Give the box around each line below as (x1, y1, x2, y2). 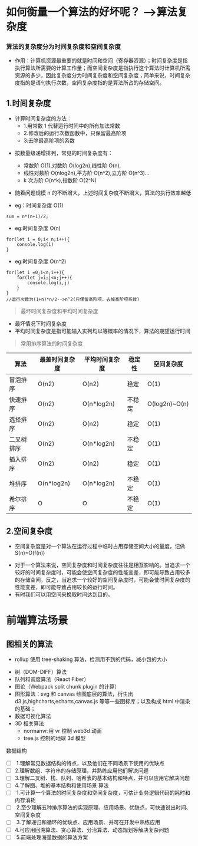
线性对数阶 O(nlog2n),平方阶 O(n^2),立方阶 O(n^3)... (23, 169, 150, 177)
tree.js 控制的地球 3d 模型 (23, 735, 86, 742)
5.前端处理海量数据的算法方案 (16, 834, 88, 841)
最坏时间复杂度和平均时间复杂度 (20, 308, 98, 315)
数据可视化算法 (14, 713, 51, 720)
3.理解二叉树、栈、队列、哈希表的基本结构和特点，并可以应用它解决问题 (14, 775, 190, 782)
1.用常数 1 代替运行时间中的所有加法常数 (23, 122, 120, 130)
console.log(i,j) (27, 280, 70, 286)
